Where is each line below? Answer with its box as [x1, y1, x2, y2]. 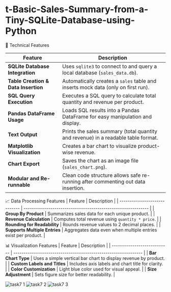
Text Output [8, 131, 38, 138]
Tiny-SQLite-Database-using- [5, 14, 135, 26]
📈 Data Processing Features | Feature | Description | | [5, 198, 119, 204]
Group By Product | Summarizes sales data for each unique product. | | [5, 210, 155, 217]
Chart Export [8, 160, 40, 167]
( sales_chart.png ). [62, 163, 107, 170]
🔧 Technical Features [5, 42, 49, 48]
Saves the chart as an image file [62, 157, 139, 164]
